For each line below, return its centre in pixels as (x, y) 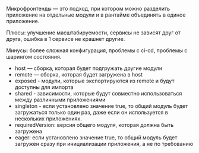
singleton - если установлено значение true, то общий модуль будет (101, 106)
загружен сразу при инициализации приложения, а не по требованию (104, 144)
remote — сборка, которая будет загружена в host (78, 74)
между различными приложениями (60, 100)
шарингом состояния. (34, 57)
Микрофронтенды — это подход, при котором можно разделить (88, 9)
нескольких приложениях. (48, 119)
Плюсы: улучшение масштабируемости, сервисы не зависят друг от (94, 33)
